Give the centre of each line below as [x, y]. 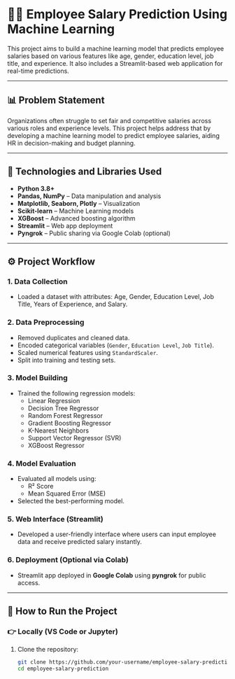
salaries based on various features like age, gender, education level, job [111, 56]
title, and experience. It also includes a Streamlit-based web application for [115, 63]
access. [29, 582]
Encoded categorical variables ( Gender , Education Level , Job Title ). [116, 345]
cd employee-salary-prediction [63, 669]
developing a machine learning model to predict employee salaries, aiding [114, 135]
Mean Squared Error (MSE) [67, 493]
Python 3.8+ [36, 188]
